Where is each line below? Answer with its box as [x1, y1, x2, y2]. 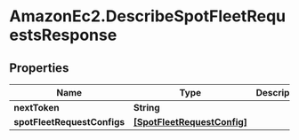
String [133, 102, 160, 113]
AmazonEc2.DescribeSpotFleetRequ [9, 6, 287, 27]
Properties [9, 60, 69, 75]
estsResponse [9, 25, 117, 45]
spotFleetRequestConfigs [13, 116, 125, 128]
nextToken [13, 102, 60, 113]
